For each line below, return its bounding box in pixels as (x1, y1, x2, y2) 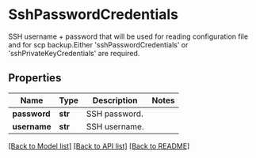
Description (92, 95, 138, 106)
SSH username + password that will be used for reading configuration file (8, 32, 248, 41)
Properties (8, 71, 62, 85)
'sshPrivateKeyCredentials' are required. (8, 48, 140, 58)
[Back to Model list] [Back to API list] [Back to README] (8, 141, 190, 151)
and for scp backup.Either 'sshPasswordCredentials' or (8, 39, 189, 49)
